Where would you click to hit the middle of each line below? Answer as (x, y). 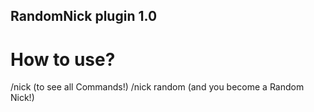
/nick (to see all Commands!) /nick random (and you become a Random (157, 87)
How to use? (63, 59)
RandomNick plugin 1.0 (84, 16)
